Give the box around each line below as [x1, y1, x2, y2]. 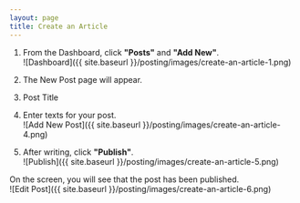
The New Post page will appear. [22, 74, 143, 85]
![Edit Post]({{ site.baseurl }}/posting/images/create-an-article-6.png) [9, 183, 272, 194]
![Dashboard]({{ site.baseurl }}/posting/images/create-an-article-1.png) [22, 56, 292, 67]
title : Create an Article [9, 22, 108, 31]
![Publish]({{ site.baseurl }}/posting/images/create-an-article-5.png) [22, 156, 280, 167]
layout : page [9, 13, 59, 23]
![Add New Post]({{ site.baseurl [22, 119, 141, 130]
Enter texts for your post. [22, 109, 117, 120]
